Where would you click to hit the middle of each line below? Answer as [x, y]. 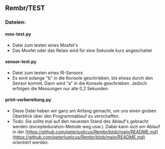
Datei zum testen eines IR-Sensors [47, 73]
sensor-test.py [21, 62]
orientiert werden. [31, 142]
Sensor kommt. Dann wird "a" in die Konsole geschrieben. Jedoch [80, 83]
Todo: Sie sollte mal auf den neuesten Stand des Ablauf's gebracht [80, 121]
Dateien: [16, 22]
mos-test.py [18, 34]
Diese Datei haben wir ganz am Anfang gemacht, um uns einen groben [84, 110]
